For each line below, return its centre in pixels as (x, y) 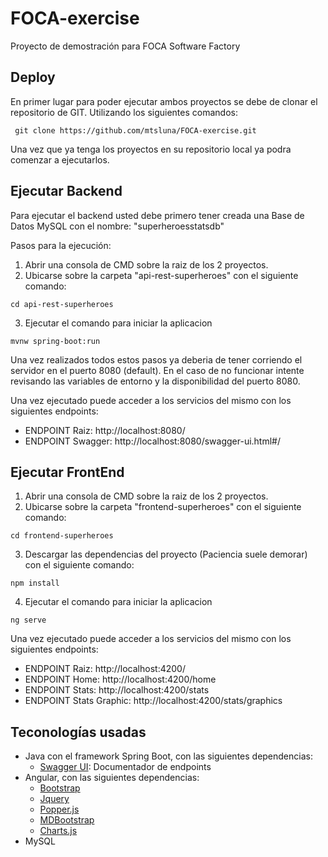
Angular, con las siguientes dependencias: (112, 778)
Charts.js (58, 831)
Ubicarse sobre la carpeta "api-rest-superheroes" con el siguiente (161, 275)
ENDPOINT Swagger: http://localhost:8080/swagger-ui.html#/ (153, 441)
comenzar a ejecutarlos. (60, 159)
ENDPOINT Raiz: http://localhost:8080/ (105, 430)
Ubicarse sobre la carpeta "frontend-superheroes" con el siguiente (163, 507)
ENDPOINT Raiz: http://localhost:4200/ (105, 669)
